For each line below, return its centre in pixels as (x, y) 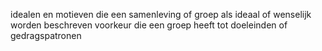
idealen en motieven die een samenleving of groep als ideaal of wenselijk (161, 14)
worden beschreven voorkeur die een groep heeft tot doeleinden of (149, 25)
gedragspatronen (46, 35)
